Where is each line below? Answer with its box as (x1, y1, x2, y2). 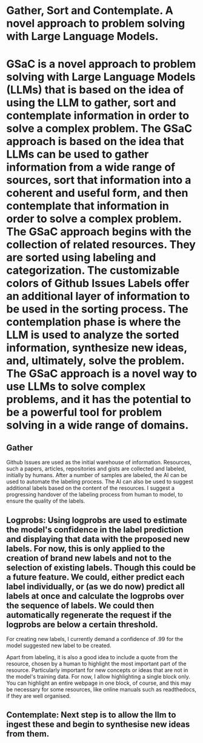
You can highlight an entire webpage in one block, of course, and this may (6, 679, 192, 687)
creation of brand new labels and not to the (6, 553, 171, 563)
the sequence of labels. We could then (6, 600, 155, 611)
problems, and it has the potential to (6, 393, 191, 407)
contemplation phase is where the (6, 315, 181, 329)
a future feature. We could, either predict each (6, 572, 185, 582)
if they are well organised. (6, 693, 71, 699)
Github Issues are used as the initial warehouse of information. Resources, (6, 459, 192, 466)
